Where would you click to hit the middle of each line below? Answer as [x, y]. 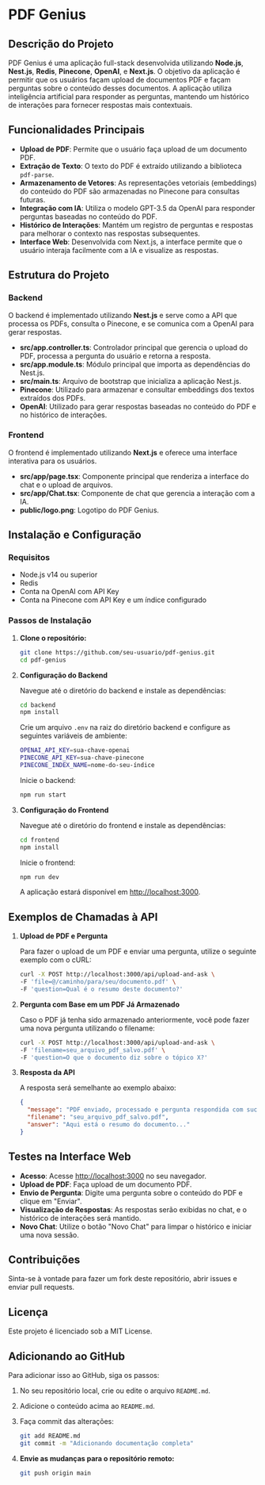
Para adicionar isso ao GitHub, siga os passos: [84, 1376]
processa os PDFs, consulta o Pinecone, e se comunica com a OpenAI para [131, 324]
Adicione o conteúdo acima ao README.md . [87, 1406]
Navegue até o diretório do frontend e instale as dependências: [123, 825]
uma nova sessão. [49, 1234]
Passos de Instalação [50, 620]
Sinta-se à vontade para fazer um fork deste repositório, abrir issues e [123, 1279]
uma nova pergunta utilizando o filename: [87, 1028]
